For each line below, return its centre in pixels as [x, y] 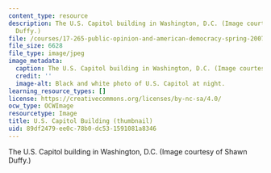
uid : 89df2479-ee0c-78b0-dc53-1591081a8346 [83, 129]
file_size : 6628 [35, 46]
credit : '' [34, 76]
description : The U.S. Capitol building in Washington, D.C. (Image [126, 23]
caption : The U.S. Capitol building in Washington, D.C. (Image [126, 69]
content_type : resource [48, 16]
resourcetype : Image [43, 114]
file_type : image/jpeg [46, 53]
